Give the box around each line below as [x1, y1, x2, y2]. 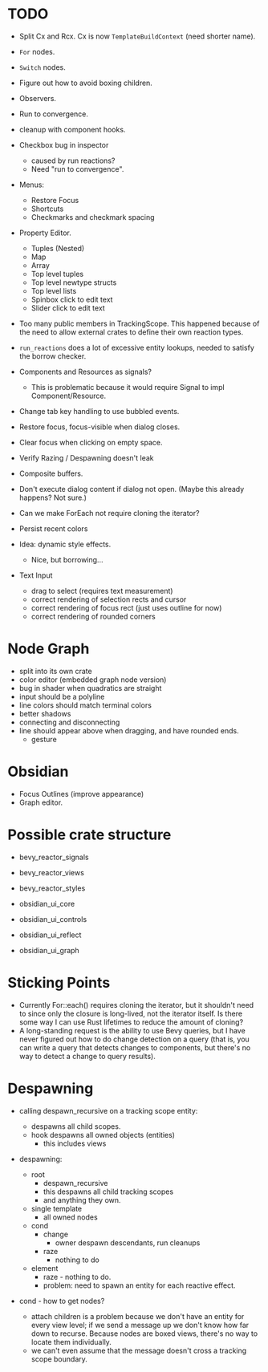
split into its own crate [18, 666, 93, 676]
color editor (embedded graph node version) [18, 675, 167, 684]
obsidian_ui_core [18, 899, 75, 908]
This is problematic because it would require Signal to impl [30, 382, 225, 392]
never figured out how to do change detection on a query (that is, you [18, 1034, 250, 1044]
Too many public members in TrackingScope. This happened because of [18, 319, 260, 328]
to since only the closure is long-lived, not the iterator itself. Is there [18, 1009, 242, 1018]
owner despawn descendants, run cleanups [55, 1237, 201, 1248]
